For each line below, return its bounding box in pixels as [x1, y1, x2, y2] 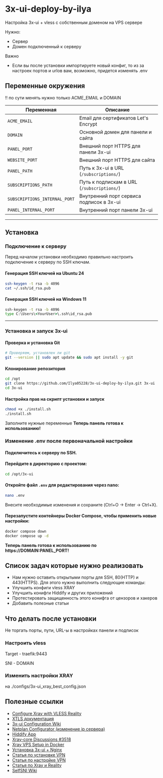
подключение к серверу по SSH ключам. [5, 259, 91, 265]
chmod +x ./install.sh [5, 407, 51, 412]
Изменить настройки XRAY [5, 672, 73, 679]
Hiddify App [12, 731, 36, 737]
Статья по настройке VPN [12, 757, 66, 763]
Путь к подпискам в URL [79, 178, 137, 185]
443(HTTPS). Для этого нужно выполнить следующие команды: [12, 580, 146, 585]
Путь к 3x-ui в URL [79, 164, 124, 171]
